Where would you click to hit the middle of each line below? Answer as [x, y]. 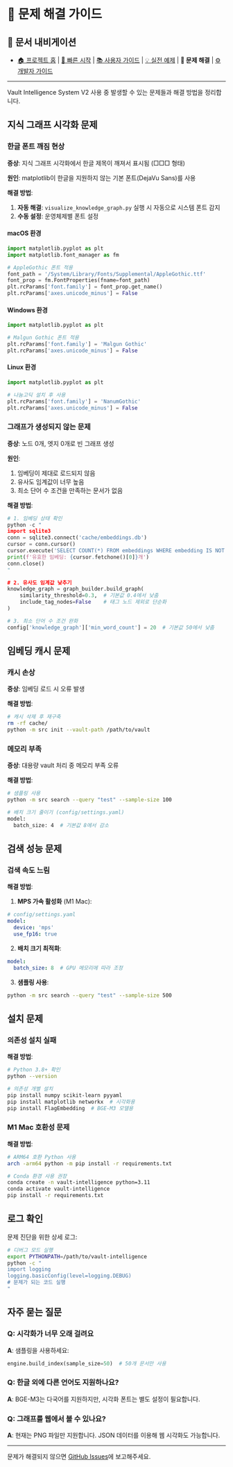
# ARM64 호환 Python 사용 [42, 1157]
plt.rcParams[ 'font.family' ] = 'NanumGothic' [74, 401]
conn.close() [26, 563]
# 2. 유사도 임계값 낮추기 [40, 583]
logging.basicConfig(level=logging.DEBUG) [69, 1276]
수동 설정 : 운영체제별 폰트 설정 [58, 216]
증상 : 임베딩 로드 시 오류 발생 [46, 689]
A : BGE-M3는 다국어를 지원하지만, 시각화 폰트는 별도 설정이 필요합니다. [104, 1399]
